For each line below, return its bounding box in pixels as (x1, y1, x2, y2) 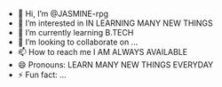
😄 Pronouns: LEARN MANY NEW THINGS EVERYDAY (17, 59, 214, 70)
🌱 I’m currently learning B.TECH (17, 28, 134, 37)
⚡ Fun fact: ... (17, 69, 67, 80)
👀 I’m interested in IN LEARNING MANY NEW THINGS (17, 18, 213, 28)
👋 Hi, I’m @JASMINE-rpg (17, 9, 109, 19)
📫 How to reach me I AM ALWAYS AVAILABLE (17, 47, 188, 57)
